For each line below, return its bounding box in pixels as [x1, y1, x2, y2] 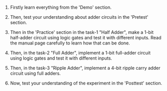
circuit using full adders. [10, 70, 61, 76]
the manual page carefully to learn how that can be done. [10, 40, 130, 46]
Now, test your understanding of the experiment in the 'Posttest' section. [10, 80, 162, 86]
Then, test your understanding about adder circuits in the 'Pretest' [10, 14, 149, 20]
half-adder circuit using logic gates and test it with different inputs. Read [10, 35, 161, 40]
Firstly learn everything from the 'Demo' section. [10, 5, 112, 10]
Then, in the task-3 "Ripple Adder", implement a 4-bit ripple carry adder [10, 65, 161, 71]
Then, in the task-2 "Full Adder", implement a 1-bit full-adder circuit [10, 50, 151, 56]
